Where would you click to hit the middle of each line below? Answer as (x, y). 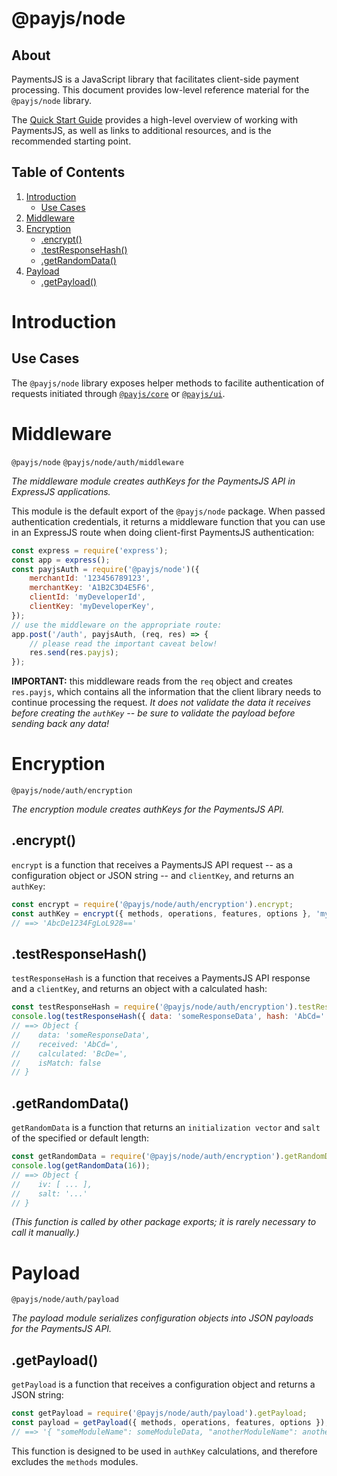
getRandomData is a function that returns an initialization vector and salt (166, 1128)
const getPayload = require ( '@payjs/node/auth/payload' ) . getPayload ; (159, 1413)
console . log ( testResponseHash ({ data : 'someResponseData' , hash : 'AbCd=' (168, 1017)
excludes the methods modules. (75, 1461)
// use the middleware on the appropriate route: (117, 625)
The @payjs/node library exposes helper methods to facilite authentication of (168, 383)
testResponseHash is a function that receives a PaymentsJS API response (161, 978)
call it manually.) (45, 1233)
